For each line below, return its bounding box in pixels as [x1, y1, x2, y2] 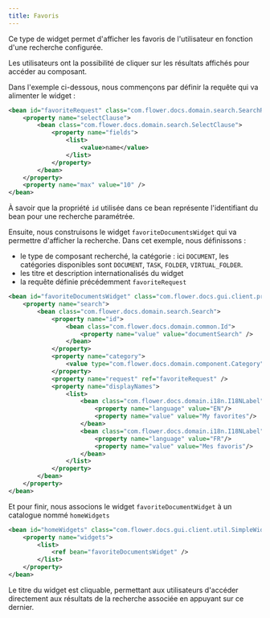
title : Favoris [8, 11, 59, 20]
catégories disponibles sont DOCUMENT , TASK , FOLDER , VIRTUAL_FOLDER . [19, 260, 243, 270]
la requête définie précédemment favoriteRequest [19, 277, 187, 286]
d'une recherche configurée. [8, 42, 103, 52]
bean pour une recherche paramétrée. [8, 212, 135, 221]
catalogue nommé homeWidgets [8, 510, 110, 520]
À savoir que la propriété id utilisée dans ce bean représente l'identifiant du [8, 203, 259, 213]
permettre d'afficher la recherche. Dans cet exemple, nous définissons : [8, 236, 247, 245]
